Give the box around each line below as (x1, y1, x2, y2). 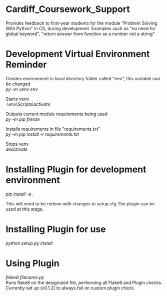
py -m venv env (5, 86, 38, 92)
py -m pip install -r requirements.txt (5, 131, 79, 137)
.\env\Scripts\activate (5, 101, 50, 107)
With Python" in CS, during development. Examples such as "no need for (5, 25, 156, 31)
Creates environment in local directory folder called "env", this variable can (5, 75, 160, 81)
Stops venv (5, 141, 29, 147)
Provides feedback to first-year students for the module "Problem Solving (5, 20, 157, 26)
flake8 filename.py (5, 274, 44, 280)
